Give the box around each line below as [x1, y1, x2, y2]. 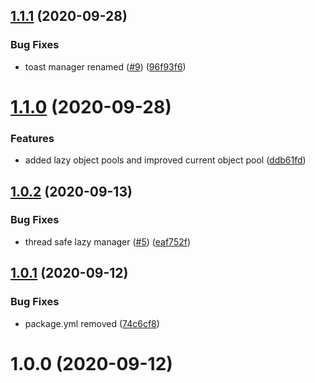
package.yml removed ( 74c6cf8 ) [24, 317, 160, 329]
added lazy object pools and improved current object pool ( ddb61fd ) [24, 154, 307, 166]
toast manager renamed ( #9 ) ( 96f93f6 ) [24, 60, 187, 73]
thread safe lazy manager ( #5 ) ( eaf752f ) [24, 235, 192, 248]
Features [10, 131, 55, 145]
